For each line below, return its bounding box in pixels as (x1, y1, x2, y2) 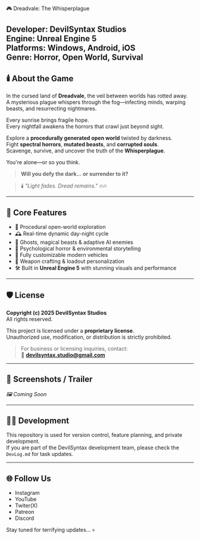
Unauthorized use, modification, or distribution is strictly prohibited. (6, 333, 172, 341)
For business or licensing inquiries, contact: (20, 345, 128, 352)
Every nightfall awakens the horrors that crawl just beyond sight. (6, 123, 164, 130)
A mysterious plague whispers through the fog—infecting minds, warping (6, 99, 186, 106)
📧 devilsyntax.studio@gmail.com (20, 351, 105, 359)
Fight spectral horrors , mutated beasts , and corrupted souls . (6, 141, 159, 148)
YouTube (14, 495, 37, 503)
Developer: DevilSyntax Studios (6, 24, 127, 35)
